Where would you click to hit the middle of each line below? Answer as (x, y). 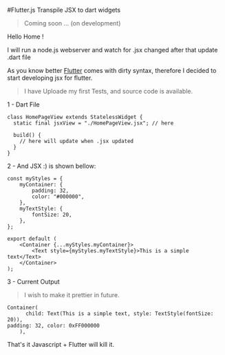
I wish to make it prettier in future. (72, 295)
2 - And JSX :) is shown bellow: (52, 166)
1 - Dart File (23, 105)
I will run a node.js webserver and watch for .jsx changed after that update (112, 50)
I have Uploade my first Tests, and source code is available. (108, 91)
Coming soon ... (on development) (72, 23)
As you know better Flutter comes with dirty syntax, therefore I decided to (112, 71)
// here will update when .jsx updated (77, 141)
